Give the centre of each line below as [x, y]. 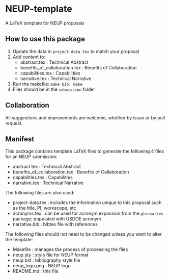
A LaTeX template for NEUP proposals [45, 23]
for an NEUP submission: [31, 157]
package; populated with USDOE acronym [57, 219]
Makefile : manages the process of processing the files [70, 249]
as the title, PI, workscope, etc [44, 208]
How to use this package [45, 39]
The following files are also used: [40, 193]
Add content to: [29, 57]
